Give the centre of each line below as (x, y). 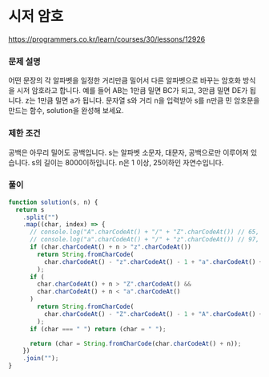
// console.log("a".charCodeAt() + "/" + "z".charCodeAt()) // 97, (145, 240)
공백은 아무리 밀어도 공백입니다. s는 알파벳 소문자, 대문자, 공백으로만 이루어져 (128, 152)
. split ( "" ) (41, 217)
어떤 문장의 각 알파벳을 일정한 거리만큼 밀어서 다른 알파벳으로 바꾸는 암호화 (125, 80)
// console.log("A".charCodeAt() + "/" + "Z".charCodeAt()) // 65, (145, 232)
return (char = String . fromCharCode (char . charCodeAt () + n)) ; (135, 343)
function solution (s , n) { (53, 202)
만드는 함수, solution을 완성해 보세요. (66, 111)
